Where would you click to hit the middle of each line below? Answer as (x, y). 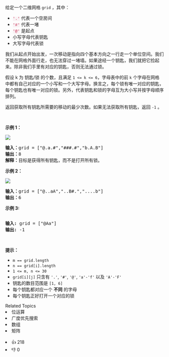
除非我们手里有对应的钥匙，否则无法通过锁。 (60, 67)
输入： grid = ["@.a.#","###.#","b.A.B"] (54, 148)
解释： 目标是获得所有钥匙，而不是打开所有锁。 (54, 160)
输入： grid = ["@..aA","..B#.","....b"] (54, 191)
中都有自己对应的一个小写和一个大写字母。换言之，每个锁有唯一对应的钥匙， (84, 84)
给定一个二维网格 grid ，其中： (37, 7)
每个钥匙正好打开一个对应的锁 (43, 296)
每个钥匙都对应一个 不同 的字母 (45, 289)
